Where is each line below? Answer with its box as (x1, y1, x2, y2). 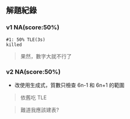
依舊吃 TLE (20, 94, 47, 101)
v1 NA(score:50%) (6, 23, 59, 32)
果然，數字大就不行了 (20, 52, 72, 60)
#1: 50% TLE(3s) (6, 37, 45, 43)
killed (6, 41, 22, 48)
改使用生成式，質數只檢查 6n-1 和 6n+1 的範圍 (14, 81, 125, 89)
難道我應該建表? (20, 106, 59, 113)
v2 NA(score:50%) (6, 68, 61, 76)
